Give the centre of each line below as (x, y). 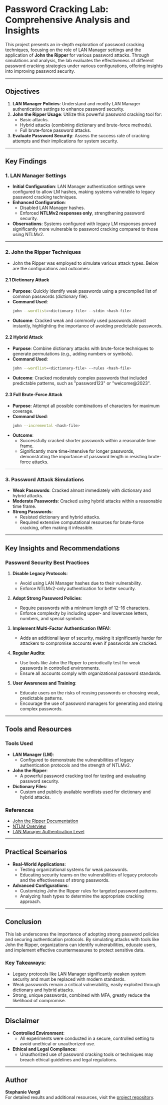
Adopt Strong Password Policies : (47, 598)
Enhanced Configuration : (39, 203)
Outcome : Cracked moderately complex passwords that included (80, 378)
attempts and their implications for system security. (65, 141)
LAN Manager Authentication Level (48, 831)
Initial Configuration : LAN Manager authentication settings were (79, 187)
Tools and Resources (38, 729)
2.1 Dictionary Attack (27, 280)
